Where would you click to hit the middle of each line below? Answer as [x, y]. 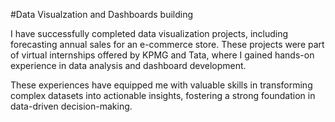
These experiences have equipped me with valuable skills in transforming [161, 85]
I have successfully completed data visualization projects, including [149, 33]
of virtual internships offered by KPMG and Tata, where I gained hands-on [162, 55]
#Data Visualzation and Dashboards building [102, 14]
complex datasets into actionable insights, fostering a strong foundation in [163, 95]
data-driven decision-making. [71, 106]
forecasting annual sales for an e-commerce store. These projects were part [167, 44]
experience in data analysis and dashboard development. [128, 65]
